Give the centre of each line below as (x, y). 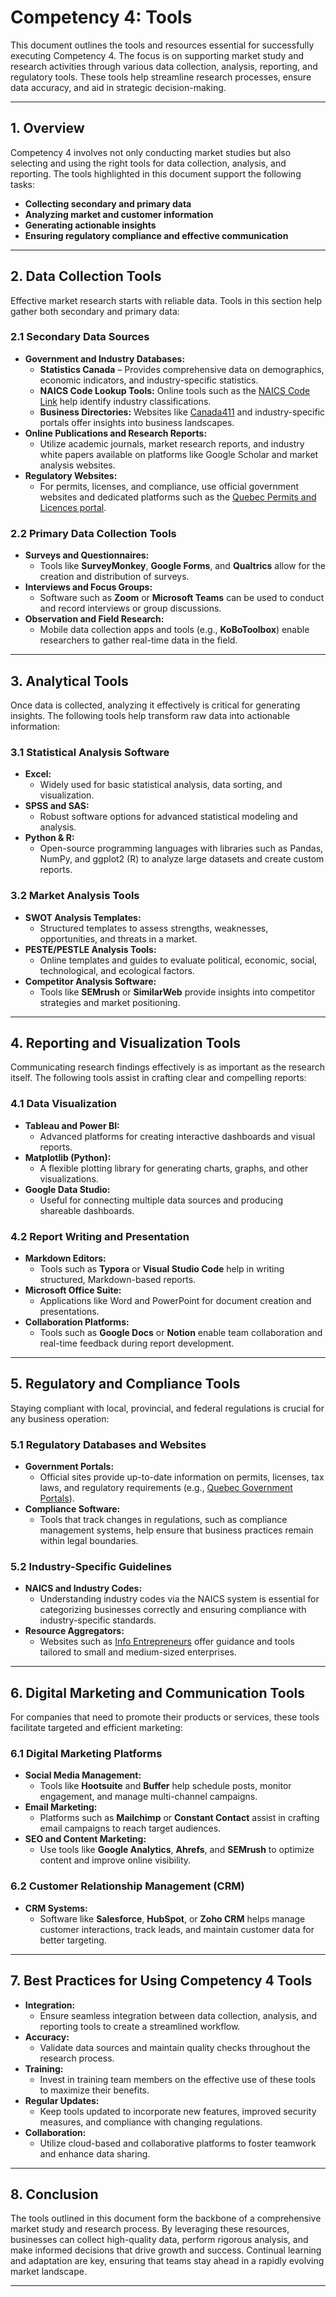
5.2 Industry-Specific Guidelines (91, 1566)
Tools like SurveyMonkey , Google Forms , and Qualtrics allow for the (182, 566)
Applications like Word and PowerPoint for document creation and (175, 1300)
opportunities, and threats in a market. (118, 938)
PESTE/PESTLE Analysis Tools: (90, 949)
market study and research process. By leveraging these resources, (150, 2229)
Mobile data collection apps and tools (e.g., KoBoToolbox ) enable (174, 630)
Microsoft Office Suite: (73, 1290)
